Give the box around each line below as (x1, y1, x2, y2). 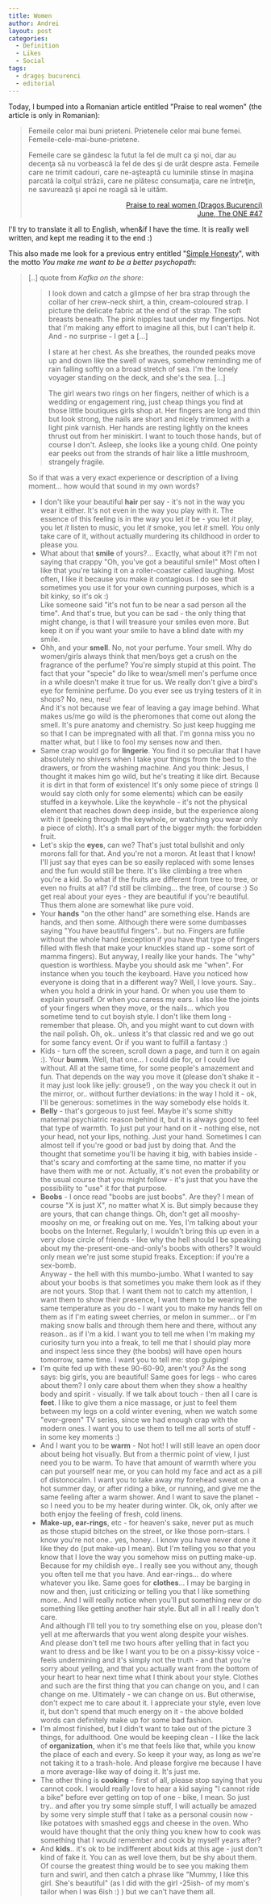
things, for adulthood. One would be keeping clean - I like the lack (40, 1732, 260, 1742)
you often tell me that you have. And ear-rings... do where (40, 1569, 232, 1579)
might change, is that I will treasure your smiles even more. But (40, 617, 249, 627)
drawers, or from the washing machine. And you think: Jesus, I (40, 762, 248, 772)
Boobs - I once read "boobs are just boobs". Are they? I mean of (40, 1192, 254, 1202)
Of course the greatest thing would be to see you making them (40, 1860, 248, 1870)
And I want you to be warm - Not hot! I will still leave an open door (40, 1441, 261, 1450)
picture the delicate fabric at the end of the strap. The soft (48, 305, 242, 315)
